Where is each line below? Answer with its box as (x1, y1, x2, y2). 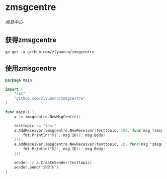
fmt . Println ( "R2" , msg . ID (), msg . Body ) (23, 147, 106, 152)
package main (5, 78, 32, 83)
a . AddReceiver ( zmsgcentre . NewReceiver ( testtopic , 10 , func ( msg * (14, 142, 153, 147)
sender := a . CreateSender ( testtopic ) (14, 160, 92, 165)
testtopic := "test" (14, 123, 57, 128)
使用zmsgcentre (5, 64, 57, 73)
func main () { (5, 110, 35, 115)
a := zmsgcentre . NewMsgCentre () (14, 114, 81, 119)
